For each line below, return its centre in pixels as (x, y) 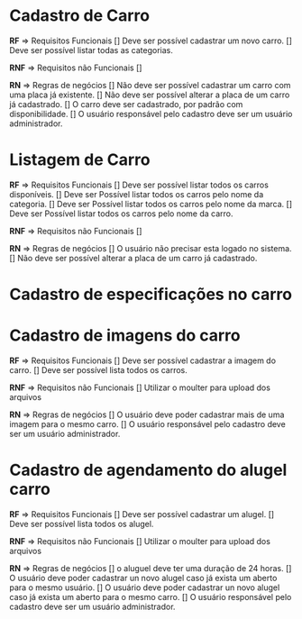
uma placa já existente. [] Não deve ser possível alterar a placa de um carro (150, 95)
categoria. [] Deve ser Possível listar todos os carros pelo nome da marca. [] (151, 204)
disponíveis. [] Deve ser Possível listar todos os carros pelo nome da (137, 194)
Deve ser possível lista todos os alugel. (82, 523)
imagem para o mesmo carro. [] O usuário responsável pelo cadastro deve (147, 424)
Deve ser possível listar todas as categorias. (92, 50)
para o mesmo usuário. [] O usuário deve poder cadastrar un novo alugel (145, 587)
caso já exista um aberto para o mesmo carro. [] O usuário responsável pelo (151, 596)
